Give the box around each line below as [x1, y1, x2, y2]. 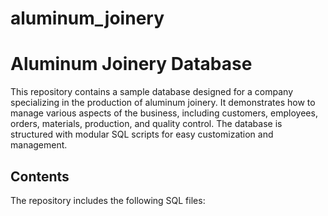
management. [10, 139, 68, 151]
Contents [10, 168, 70, 185]
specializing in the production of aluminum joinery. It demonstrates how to [10, 97, 316, 109]
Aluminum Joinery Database [10, 53, 253, 76]
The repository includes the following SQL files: [10, 194, 206, 206]
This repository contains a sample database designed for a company [10, 86, 294, 98]
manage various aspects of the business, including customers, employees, [10, 107, 318, 119]
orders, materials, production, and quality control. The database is [10, 118, 283, 130]
